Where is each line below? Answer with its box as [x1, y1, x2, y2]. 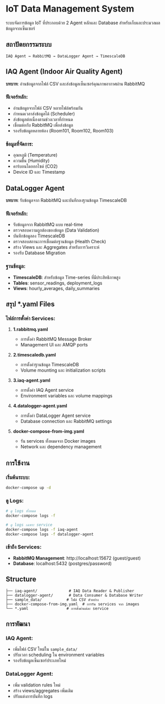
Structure [6, 575, 37, 584]
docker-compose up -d [6, 485, 51, 490]
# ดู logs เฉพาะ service [6, 522, 52, 527]
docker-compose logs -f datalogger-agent [6, 532, 94, 537]
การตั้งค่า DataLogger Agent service [20, 412, 91, 418]
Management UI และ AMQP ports [20, 342, 88, 348]
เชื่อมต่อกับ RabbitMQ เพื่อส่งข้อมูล [13, 122, 73, 128]
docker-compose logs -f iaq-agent [6, 527, 78, 532]
